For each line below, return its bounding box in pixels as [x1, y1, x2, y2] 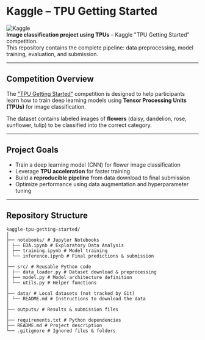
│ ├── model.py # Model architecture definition [6, 275, 132, 281]
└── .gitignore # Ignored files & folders [6, 328, 116, 334]
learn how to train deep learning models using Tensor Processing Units [6, 96, 187, 104]
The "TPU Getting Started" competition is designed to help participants [6, 90, 185, 97]
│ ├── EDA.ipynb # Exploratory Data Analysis [6, 242, 124, 248]
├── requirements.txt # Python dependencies [6, 317, 121, 324]
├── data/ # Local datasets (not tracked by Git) [6, 291, 135, 297]
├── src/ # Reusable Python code [6, 264, 92, 270]
